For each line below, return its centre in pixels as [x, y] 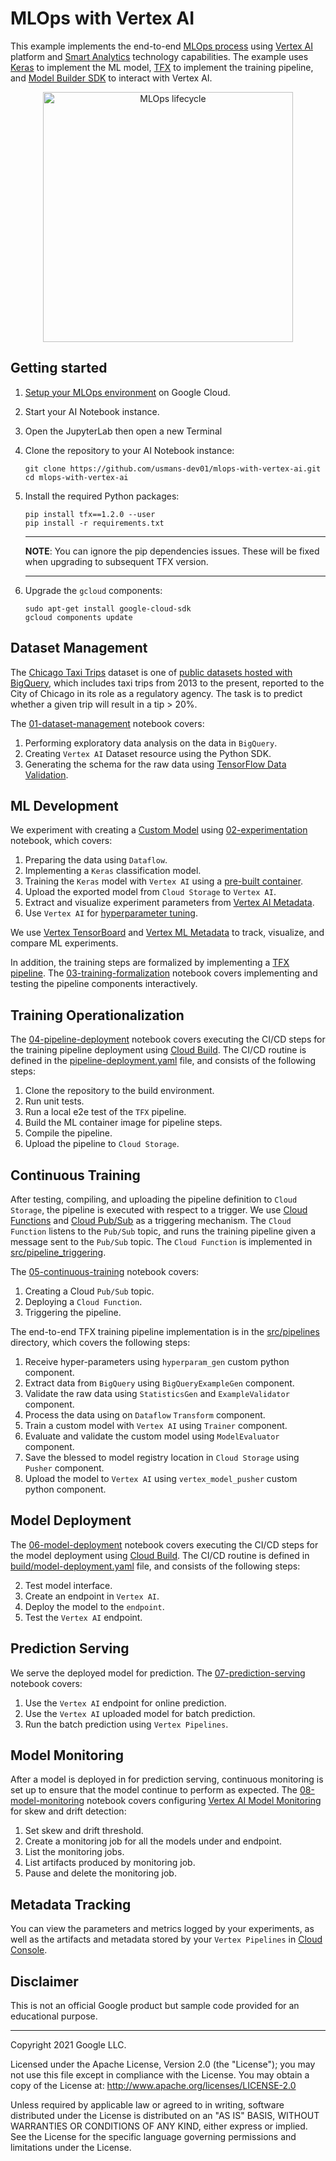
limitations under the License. [71, 2148]
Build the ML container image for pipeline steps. [123, 1123]
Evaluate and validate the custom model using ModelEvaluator [152, 1436]
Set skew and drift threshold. [84, 1831]
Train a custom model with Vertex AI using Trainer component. [156, 1425]
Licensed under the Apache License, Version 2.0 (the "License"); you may [163, 2064]
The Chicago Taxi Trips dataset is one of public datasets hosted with [151, 672]
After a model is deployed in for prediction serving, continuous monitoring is [167, 1779]
